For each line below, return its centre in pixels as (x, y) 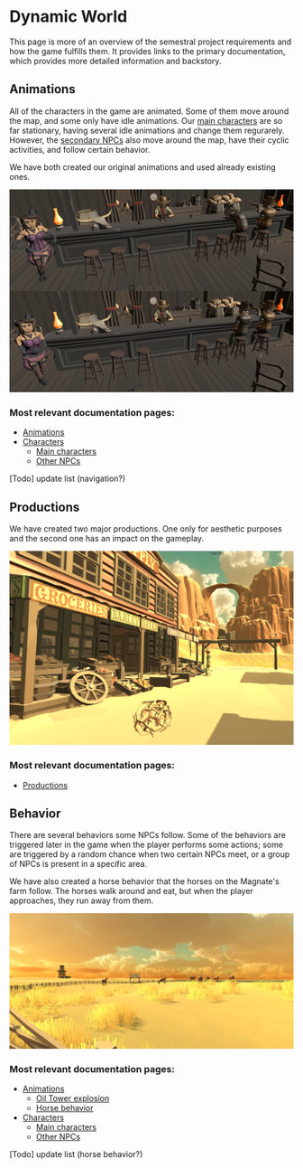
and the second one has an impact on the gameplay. (107, 539)
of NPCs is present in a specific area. (78, 864)
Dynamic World (69, 17)
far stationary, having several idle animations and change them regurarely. (147, 130)
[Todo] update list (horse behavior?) (76, 1154)
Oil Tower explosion (73, 1098)
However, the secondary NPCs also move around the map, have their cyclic (150, 140)
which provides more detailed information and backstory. (115, 61)
